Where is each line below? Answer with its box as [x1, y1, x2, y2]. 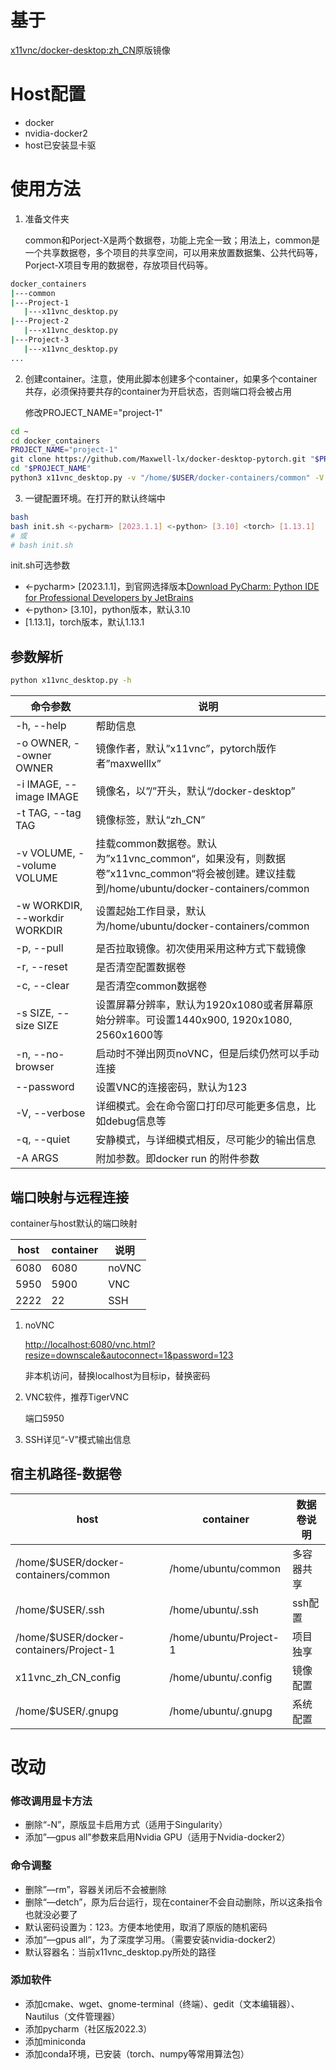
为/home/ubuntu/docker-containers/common [95, 919, 310, 933]
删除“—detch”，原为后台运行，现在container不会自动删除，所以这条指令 [24, 1896, 323, 1908]
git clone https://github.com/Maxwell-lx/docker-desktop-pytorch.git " [10, 454, 315, 465]
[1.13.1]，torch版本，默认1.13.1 [24, 616, 145, 628]
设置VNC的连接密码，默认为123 [95, 1081, 248, 1095]
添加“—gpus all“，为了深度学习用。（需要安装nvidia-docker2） [24, 1933, 282, 1945]
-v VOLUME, [15, 846, 76, 860]
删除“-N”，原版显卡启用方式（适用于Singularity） [24, 1819, 228, 1831]
